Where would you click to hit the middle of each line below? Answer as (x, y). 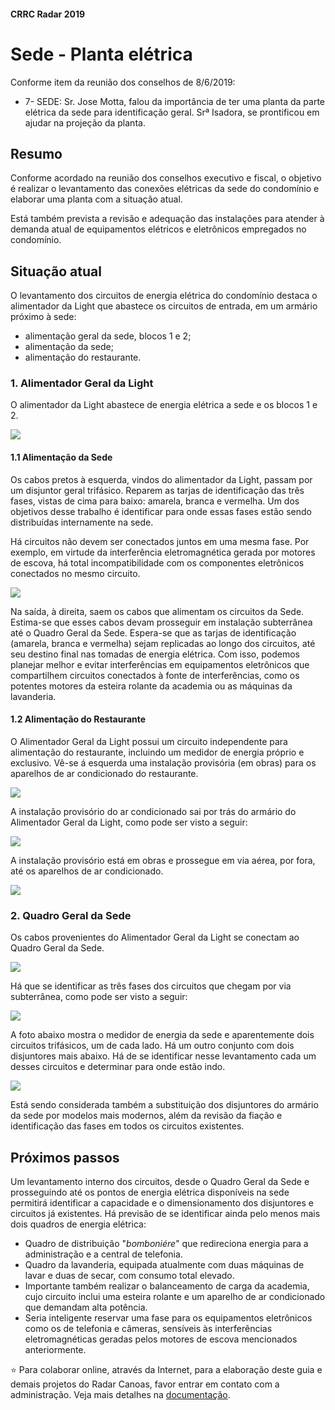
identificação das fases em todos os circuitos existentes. (127, 1126)
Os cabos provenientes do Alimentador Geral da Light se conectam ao (155, 937)
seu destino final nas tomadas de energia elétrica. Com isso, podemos (155, 654)
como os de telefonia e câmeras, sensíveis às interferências (148, 1328)
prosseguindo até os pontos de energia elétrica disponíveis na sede (150, 1192)
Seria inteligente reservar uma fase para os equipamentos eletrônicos (168, 1317)
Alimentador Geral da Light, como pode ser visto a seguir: (129, 822)
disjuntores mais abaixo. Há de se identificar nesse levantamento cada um (163, 1056)
